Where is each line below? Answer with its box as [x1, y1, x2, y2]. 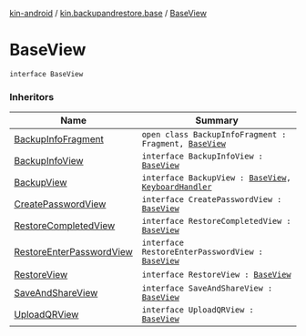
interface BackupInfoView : [141, 151, 264, 162]
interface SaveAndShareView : [141, 283, 273, 294]
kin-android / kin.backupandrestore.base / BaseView [9, 8, 208, 18]
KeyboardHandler [141, 182, 212, 192]
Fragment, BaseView [141, 138, 226, 149]
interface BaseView [9, 69, 84, 78]
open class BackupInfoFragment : [141, 129, 287, 140]
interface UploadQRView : [141, 305, 254, 315]
